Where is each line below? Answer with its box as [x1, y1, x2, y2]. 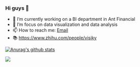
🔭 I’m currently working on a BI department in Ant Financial [12, 16, 135, 22]
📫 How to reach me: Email [12, 27, 68, 33]
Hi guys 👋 [5, 5, 29, 12]
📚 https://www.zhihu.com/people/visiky [12, 35, 97, 41]
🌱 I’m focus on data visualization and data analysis [12, 21, 118, 27]
